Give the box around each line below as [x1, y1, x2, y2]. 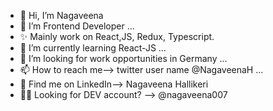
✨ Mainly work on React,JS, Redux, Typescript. [19, 31, 215, 42]
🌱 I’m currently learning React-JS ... [19, 42, 167, 54]
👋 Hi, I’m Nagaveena [19, 10, 104, 21]
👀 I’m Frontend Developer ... [19, 20, 135, 32]
